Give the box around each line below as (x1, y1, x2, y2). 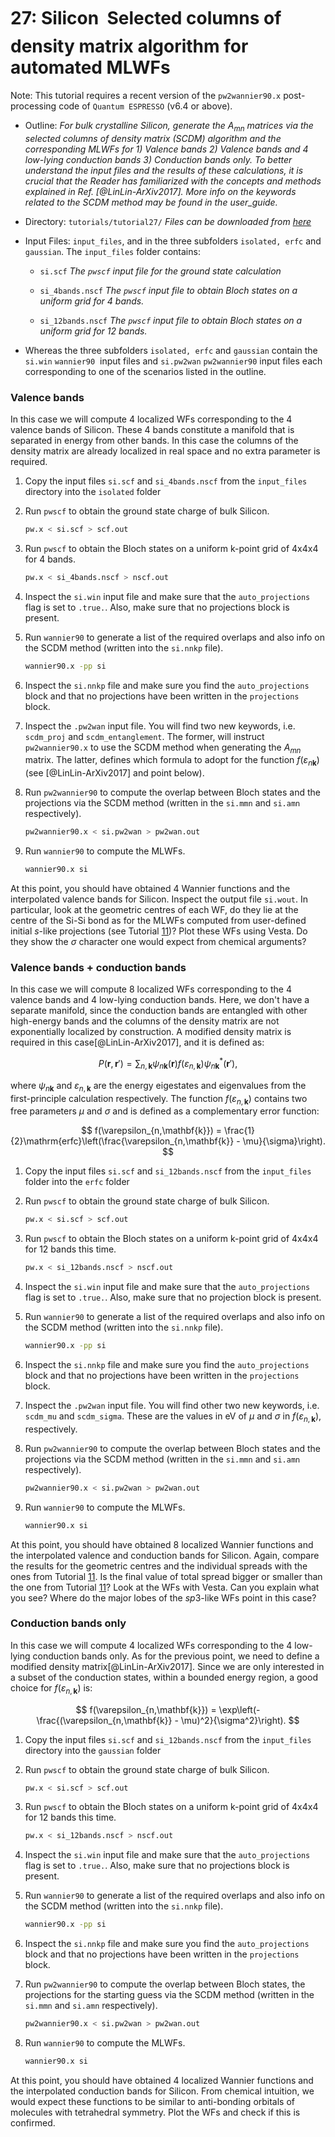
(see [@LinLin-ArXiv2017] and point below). (24, 767, 205, 779)
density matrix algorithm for (10, 35, 249, 58)
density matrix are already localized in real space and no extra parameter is (10, 445, 321, 457)
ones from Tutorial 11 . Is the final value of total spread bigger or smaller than (10, 1570, 323, 1582)
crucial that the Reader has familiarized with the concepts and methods (24, 175, 322, 187)
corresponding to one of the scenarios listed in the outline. (24, 365, 267, 377)
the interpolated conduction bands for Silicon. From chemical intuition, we (10, 2085, 315, 2097)
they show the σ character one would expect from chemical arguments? (10, 936, 307, 947)
